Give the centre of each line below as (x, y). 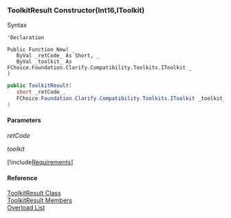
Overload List (26, 208)
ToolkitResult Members (40, 200)
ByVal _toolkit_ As (44, 62)
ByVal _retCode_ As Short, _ (58, 56)
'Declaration (26, 38)
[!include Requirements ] (40, 162)
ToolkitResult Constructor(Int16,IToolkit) (76, 10)
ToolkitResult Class (34, 193)
